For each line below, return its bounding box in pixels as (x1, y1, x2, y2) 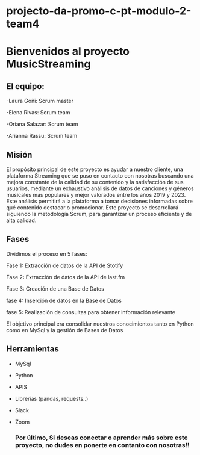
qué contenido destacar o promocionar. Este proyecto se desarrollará (6, 204, 179, 211)
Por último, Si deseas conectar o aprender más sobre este (14, 433, 188, 442)
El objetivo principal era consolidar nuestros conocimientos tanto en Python (6, 320, 194, 327)
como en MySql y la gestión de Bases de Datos (6, 326, 123, 333)
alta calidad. (6, 217, 37, 224)
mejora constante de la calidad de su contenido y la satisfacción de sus (6, 179, 184, 185)
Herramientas (6, 344, 59, 354)
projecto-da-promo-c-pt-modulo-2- (6, 4, 192, 18)
